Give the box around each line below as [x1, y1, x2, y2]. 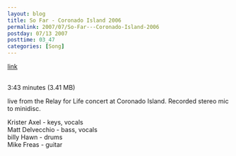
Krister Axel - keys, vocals [7, 118, 83, 126]
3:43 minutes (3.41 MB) [7, 84, 76, 91]
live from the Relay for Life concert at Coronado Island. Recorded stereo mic [7, 97, 229, 105]
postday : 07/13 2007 [7, 30, 69, 37]
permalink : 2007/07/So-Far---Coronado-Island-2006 [7, 23, 160, 30]
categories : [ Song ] [7, 43, 65, 50]
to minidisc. [7, 105, 41, 112]
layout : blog [7, 10, 46, 18]
